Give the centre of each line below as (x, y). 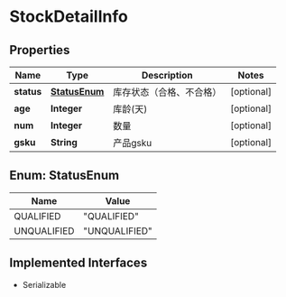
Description (167, 75)
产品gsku (132, 143)
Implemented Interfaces (78, 263)
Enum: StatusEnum (65, 176)
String (64, 142)
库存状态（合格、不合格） (167, 92)
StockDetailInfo (69, 17)
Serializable (44, 284)
